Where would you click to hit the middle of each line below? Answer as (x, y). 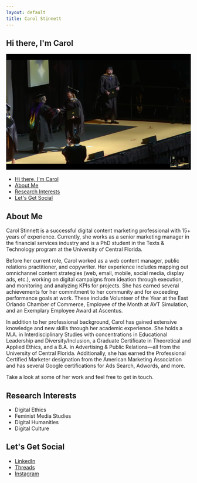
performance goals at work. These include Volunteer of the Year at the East (97, 298)
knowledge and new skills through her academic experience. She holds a (94, 328)
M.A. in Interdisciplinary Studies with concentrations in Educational (87, 334)
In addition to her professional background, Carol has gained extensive (91, 322)
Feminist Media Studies (43, 416)
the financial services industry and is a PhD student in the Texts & (85, 243)
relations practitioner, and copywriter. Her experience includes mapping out (97, 267)
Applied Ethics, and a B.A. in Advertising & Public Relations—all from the (93, 347)
